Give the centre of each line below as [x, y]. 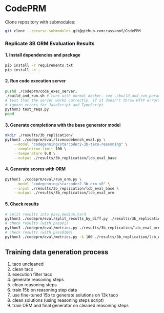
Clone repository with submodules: [40, 22]
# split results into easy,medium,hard [46, 214]
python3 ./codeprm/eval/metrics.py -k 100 [49, 237]
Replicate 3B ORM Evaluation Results [50, 43]
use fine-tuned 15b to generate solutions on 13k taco [65, 295]
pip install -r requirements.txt [39, 65]
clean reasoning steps [34, 284]
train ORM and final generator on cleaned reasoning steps [70, 305]
